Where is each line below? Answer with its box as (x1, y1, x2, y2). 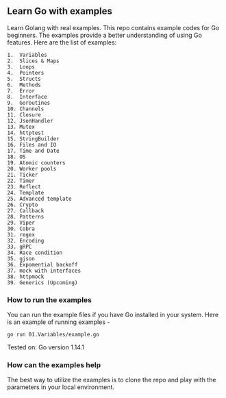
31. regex (7, 231, 36, 238)
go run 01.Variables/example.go (7, 332, 99, 338)
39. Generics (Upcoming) (7, 279, 78, 286)
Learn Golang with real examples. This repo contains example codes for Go (7, 23, 220, 32)
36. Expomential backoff (7, 261, 78, 268)
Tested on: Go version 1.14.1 (7, 343, 84, 351)
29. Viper (7, 219, 36, 226)
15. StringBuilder (7, 135, 60, 142)
